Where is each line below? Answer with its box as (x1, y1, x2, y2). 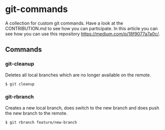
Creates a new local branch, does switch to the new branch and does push (5, 104, 159, 111)
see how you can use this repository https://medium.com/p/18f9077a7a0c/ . (5, 31, 160, 37)
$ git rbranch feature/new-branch (5, 119, 77, 125)
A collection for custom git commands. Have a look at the (5, 20, 123, 26)
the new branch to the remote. (5, 110, 67, 116)
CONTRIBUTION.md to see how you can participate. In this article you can (5, 25, 158, 31)
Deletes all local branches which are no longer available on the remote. (5, 72, 151, 78)
